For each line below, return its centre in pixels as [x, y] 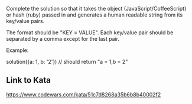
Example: [17, 50]
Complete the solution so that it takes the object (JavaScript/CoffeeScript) [96, 9]
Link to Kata [29, 80]
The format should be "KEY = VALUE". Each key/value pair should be [90, 32]
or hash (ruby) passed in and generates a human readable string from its [95, 15]
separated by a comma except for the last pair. [63, 39]
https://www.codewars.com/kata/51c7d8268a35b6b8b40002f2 [84, 95]
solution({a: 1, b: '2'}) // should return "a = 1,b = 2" [67, 62]
